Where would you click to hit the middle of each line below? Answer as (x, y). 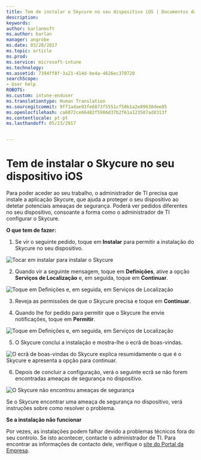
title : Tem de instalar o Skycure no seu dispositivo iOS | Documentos (97, 12)
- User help (21, 85)
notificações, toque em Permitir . (55, 319)
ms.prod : (17, 56)
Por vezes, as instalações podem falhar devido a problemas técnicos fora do (100, 431)
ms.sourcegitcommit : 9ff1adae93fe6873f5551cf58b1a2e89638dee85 (87, 107)
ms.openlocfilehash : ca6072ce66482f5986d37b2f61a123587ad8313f (87, 112)
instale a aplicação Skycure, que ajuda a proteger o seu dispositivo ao (92, 199)
